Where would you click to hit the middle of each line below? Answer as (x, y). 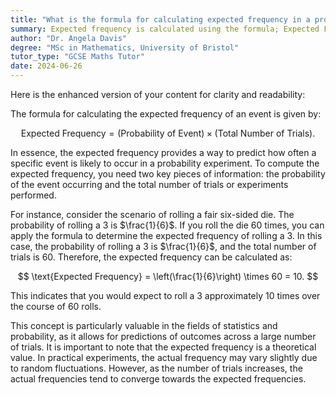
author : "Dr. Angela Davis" (69, 38)
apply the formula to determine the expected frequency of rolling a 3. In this (166, 235)
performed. (33, 195)
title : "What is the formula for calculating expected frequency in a (160, 19)
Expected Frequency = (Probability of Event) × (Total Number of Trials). (168, 133)
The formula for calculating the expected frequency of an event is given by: (166, 114)
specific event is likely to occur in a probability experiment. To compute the (165, 163)
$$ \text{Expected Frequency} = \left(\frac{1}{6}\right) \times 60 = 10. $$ (168, 276)
